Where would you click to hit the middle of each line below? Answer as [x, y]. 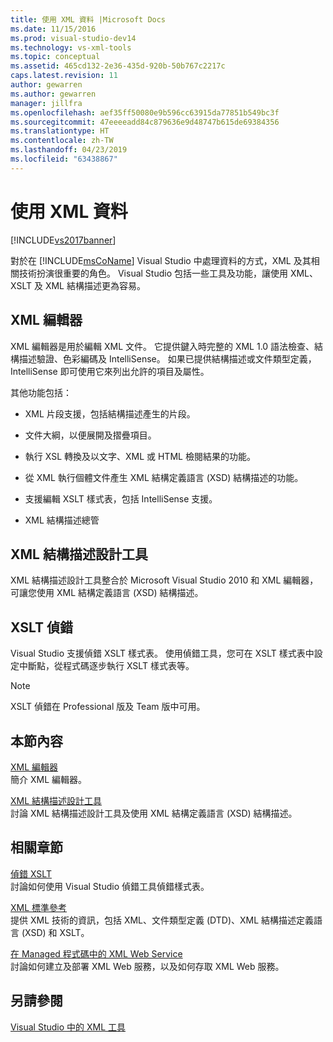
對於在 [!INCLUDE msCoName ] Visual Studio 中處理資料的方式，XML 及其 [161, 260]
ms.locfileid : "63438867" [64, 159]
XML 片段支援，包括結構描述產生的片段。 [110, 413]
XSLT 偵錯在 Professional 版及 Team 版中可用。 [108, 707]
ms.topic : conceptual [55, 57]
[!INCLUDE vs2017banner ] [63, 240]
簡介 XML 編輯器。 [48, 779]
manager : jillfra [46, 103]
